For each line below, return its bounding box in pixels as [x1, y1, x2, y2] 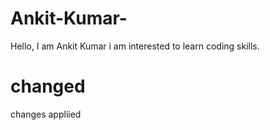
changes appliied [10, 108, 82, 120]
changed [10, 75, 86, 98]
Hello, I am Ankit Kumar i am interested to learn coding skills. [10, 40, 260, 52]
